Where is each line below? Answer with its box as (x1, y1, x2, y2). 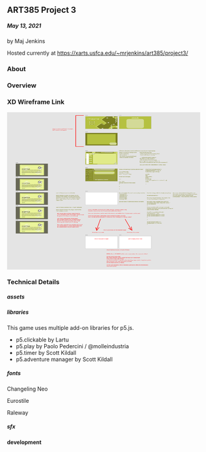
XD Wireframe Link (7, 98, 65, 106)
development (7, 438, 42, 446)
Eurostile (7, 397, 29, 404)
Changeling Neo (7, 385, 48, 392)
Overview (7, 81, 37, 90)
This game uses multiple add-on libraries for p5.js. (7, 324, 134, 331)
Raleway (7, 408, 29, 416)
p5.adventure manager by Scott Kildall (15, 356, 113, 363)
